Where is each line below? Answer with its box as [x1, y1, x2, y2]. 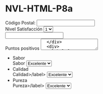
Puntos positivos [5, 45, 40, 51]
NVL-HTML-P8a [5, 3, 73, 14]
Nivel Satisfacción [5, 26, 43, 32]
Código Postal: [5, 19, 36, 25]
